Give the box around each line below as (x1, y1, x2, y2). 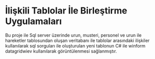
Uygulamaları (5, 15, 62, 27)
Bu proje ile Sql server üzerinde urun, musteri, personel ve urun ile (5, 32, 141, 38)
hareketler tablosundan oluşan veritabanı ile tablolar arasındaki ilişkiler (5, 37, 150, 43)
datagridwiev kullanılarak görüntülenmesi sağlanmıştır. (5, 48, 117, 54)
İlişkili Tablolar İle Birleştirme (5, 5, 127, 16)
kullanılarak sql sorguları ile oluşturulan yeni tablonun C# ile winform (5, 42, 146, 48)
